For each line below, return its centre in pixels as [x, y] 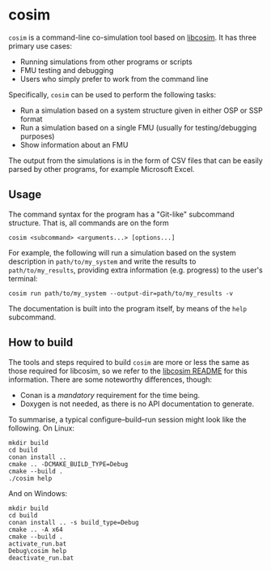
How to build [41, 343]
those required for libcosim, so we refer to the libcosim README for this [128, 371]
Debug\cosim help [38, 551]
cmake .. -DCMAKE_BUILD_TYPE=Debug [68, 464]
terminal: [23, 278]
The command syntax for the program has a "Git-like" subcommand [121, 214]
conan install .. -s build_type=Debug [74, 522]
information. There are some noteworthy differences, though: [110, 379]
